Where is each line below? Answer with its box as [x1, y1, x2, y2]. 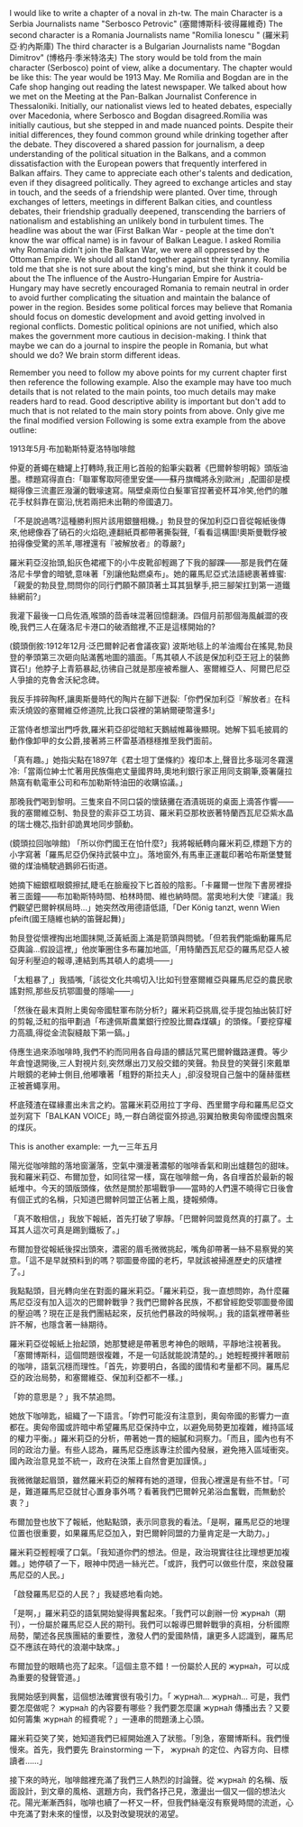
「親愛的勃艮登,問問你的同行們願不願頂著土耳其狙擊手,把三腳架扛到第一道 [9, 580, 283, 590]
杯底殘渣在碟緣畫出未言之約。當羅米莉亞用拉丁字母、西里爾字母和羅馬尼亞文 [9, 1099, 294, 1110]
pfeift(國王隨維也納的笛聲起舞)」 [9, 913, 130, 923]
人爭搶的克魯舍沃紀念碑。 [9, 675, 105, 684]
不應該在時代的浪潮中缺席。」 [16, 1641, 124, 1652]
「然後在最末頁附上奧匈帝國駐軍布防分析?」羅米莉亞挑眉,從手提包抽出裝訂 [9, 1005, 285, 1015]
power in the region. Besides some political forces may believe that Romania [9, 302, 293, 312]
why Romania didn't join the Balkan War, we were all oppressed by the [9, 244, 271, 255]
